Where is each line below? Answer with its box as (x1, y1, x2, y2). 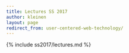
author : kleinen (6, 14, 46, 20)
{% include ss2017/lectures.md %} (6, 41, 91, 48)
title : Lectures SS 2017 (6, 8, 68, 15)
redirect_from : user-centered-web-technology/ (6, 25, 124, 31)
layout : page (6, 19, 39, 25)
